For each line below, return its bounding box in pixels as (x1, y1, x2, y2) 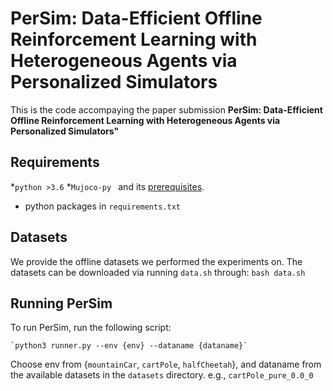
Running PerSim (10, 295, 113, 312)
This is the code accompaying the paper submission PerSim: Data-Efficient (10, 103, 323, 116)
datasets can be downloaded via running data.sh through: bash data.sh (10, 266, 306, 278)
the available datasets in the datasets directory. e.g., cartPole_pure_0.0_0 (10, 369, 314, 381)
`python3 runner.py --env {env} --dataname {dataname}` (10, 341, 248, 351)
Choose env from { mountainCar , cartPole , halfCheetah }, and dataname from (10, 358, 322, 371)
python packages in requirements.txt (24, 200, 181, 212)
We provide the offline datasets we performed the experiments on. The (10, 255, 303, 267)
